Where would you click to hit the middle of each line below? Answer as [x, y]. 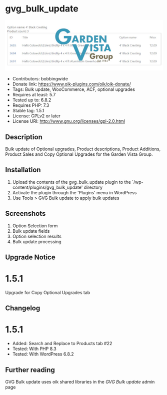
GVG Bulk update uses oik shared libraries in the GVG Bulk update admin [80, 382]
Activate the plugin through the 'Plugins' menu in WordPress [74, 192]
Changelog [23, 308]
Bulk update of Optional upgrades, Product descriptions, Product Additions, [83, 149]
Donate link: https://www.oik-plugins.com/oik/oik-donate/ [72, 84]
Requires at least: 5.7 [34, 95]
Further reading [30, 370]
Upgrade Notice [30, 257]
